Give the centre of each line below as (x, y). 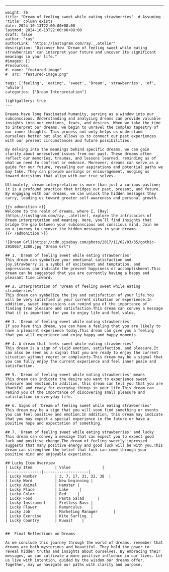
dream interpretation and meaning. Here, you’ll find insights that (78, 220)
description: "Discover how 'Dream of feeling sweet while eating (76, 48)
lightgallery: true (26, 101)
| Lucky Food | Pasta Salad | (53, 498)
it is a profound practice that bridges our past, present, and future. (83, 189)
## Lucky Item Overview (30, 463)
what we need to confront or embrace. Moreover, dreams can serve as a (82, 163)
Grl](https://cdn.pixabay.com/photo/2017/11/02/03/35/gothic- (90, 242)
